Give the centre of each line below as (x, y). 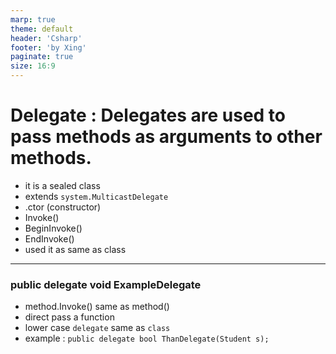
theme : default (42, 29)
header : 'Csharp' (46, 38)
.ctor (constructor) (63, 207)
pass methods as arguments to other (166, 137)
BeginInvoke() (53, 228)
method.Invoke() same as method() (97, 307)
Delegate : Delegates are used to (148, 115)
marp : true (33, 19)
